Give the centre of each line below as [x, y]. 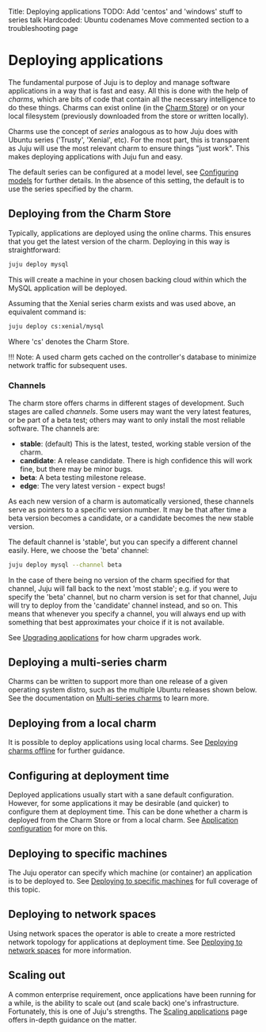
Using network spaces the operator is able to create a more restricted [122, 933]
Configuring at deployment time [89, 775]
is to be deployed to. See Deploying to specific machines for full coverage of [133, 880]
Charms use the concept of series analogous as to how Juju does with [123, 131]
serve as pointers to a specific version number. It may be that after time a [127, 509]
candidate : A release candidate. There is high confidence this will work [136, 460]
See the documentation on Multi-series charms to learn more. [109, 698]
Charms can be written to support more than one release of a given [118, 681]
